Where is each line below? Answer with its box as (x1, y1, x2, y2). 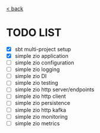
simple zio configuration (14, 59, 74, 66)
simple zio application (14, 52, 68, 59)
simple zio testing (14, 79, 58, 86)
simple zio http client (14, 92, 67, 100)
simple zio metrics (14, 119, 60, 127)
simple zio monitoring (14, 113, 68, 120)
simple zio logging (14, 66, 60, 73)
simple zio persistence (14, 100, 70, 107)
